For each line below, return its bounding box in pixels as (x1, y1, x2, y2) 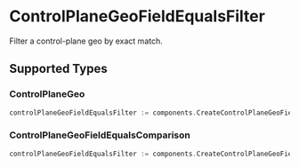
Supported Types (9, 61, 109, 76)
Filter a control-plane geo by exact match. (9, 36, 163, 46)
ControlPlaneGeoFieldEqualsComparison (9, 129, 191, 141)
